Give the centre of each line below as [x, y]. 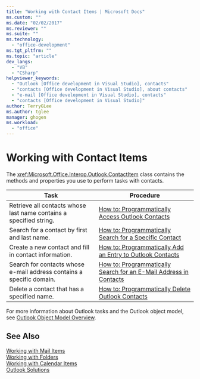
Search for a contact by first [48, 230]
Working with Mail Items [36, 350]
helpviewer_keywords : [33, 78]
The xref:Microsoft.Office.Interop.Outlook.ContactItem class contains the [95, 174]
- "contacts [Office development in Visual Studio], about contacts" [99, 90]
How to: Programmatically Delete [144, 289]
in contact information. [41, 254]
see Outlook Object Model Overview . [51, 318]
